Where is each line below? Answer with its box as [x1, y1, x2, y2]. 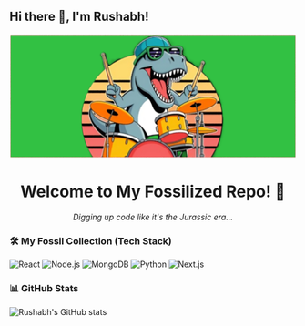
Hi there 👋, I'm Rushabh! [9, 9, 149, 25]
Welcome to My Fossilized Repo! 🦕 [20, 181, 286, 202]
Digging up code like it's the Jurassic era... [72, 211, 234, 222]
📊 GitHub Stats [9, 282, 79, 295]
